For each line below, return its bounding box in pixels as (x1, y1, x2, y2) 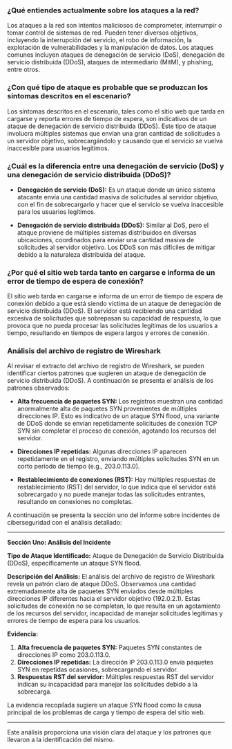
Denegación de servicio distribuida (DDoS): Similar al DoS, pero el (17, 221, 209, 229)
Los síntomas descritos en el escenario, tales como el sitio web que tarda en (7, 107, 225, 116)
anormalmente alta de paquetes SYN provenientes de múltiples (17, 404, 197, 413)
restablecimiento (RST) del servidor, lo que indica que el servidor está (17, 483, 216, 491)
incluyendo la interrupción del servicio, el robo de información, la (7, 36, 192, 44)
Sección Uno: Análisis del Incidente (7, 539, 111, 547)
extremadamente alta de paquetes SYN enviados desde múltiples (7, 587, 193, 595)
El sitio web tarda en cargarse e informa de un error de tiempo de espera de (7, 292, 223, 300)
